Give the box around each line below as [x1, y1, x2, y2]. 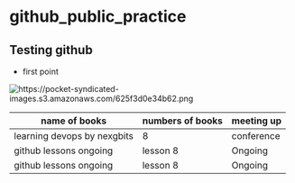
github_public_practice [9, 6, 187, 27]
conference [231, 130, 281, 142]
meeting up [231, 114, 282, 127]
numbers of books [142, 114, 224, 127]
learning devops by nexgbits [14, 130, 134, 142]
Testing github [9, 42, 93, 58]
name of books [40, 114, 106, 127]
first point [22, 66, 59, 77]
